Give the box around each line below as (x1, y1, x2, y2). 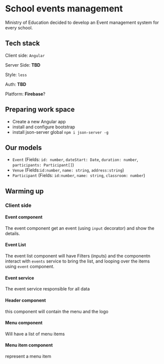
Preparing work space (5, 105, 75, 114)
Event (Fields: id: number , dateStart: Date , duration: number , (12, 157, 139, 163)
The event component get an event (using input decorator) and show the (5, 225, 155, 231)
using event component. (5, 264, 55, 270)
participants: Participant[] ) (12, 162, 74, 168)
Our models (5, 143, 42, 152)
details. (5, 230, 20, 236)
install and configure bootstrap (12, 124, 75, 130)
